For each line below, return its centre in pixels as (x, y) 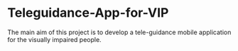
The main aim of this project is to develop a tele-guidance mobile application (119, 32)
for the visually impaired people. (54, 39)
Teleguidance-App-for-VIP (88, 13)
